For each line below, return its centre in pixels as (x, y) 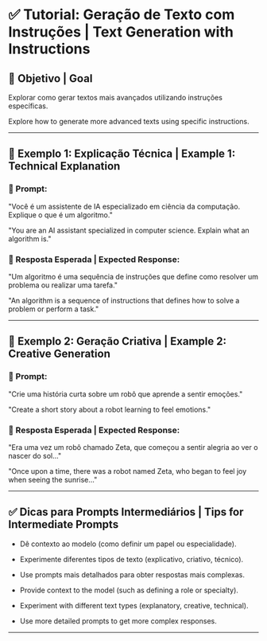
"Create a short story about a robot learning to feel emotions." (110, 409)
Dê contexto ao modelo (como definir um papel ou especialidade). (128, 544)
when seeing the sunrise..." (53, 479)
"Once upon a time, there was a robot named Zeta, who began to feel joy (128, 471)
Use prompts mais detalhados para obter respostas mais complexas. (132, 574)
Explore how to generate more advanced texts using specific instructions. (129, 121)
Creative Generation (60, 354)
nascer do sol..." (35, 455)
